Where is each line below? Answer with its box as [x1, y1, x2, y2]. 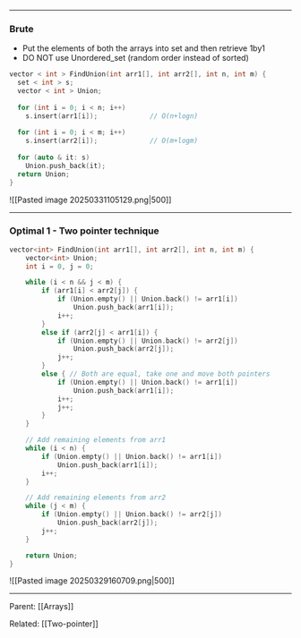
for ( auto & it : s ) [17, 153, 90, 162]
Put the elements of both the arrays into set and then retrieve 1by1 [21, 43, 266, 54]
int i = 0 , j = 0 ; [25, 261, 94, 271]
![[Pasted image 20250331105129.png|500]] [9, 194, 172, 205]
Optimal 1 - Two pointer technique [9, 225, 159, 237]
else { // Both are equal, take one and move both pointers [41, 370, 271, 379]
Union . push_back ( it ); [25, 161, 106, 170]
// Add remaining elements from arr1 [25, 436, 167, 445]
